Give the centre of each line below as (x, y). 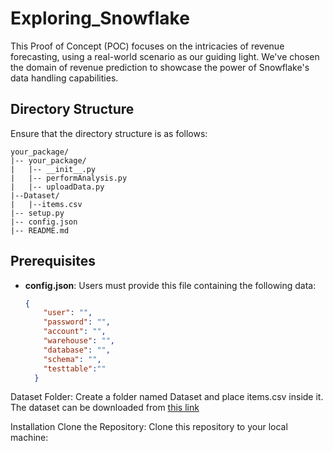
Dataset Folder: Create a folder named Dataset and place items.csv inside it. (167, 397)
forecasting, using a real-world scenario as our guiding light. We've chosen (165, 56)
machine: (29, 438)
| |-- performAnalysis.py (69, 178)
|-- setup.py (37, 213)
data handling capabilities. (64, 78)
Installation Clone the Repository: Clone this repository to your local (149, 427)
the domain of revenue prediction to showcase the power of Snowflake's (160, 67)
